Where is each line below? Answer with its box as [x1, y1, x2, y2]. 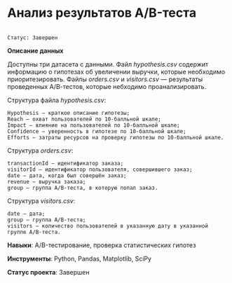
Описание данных [7, 46, 64, 55]
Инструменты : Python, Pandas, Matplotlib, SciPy [7, 254, 152, 263]
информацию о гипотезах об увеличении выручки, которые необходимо [7, 67, 226, 76]
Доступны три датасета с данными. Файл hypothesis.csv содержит [7, 60, 209, 68]
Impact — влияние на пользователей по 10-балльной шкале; [7, 121, 180, 129]
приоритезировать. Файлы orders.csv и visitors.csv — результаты [7, 75, 203, 83]
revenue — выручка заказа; [7, 178, 86, 185]
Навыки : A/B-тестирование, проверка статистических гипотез [7, 240, 196, 249]
